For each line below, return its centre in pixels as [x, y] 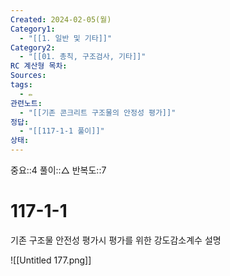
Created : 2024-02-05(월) [61, 19]
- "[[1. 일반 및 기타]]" [66, 38]
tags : [21, 85]
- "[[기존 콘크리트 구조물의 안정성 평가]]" [98, 112]
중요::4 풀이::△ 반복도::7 [58, 170]
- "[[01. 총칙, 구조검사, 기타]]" [83, 57]
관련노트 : [26, 103]
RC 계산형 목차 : [39, 66]
